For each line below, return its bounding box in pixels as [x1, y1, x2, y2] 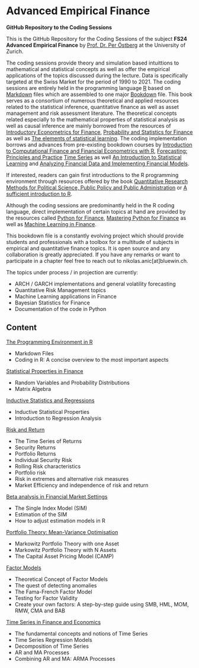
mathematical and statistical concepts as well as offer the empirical [6, 65, 171, 72]
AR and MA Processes [14, 648, 70, 656]
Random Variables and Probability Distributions [14, 379, 130, 386]
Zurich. [6, 47, 24, 54]
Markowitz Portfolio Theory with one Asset [14, 540, 120, 547]
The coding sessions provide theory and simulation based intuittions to [6, 59, 179, 66]
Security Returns [14, 444, 56, 451]
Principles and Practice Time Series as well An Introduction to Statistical [6, 153, 182, 160]
